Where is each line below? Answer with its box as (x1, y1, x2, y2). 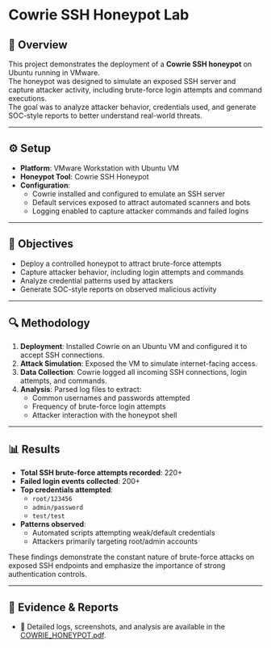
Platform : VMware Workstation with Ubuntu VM (19, 163, 180, 173)
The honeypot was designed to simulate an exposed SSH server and (8, 77, 236, 86)
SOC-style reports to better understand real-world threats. (8, 111, 203, 120)
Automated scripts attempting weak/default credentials (31, 528, 215, 538)
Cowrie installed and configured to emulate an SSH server (31, 188, 226, 199)
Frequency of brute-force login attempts (31, 402, 167, 411)
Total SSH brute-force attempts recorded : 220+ (19, 468, 183, 478)
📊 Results (8, 442, 60, 456)
